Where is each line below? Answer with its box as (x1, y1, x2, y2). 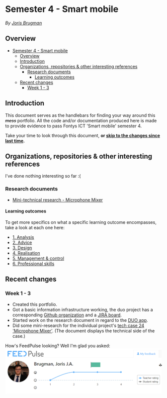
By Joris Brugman (5, 20, 42, 26)
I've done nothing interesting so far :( (5, 173, 81, 179)
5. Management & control (12, 255, 65, 261)
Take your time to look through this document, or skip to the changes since (5, 132, 161, 138)
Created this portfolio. (12, 301, 57, 307)
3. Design (12, 245, 32, 251)
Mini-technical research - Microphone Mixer (12, 197, 103, 202)
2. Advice (12, 239, 32, 245)
